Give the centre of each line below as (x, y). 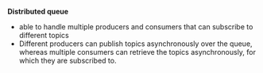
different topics (44, 35)
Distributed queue (38, 12)
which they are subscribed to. (68, 60)
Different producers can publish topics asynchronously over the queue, (135, 44)
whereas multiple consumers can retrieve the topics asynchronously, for (137, 52)
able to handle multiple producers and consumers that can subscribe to (136, 27)
